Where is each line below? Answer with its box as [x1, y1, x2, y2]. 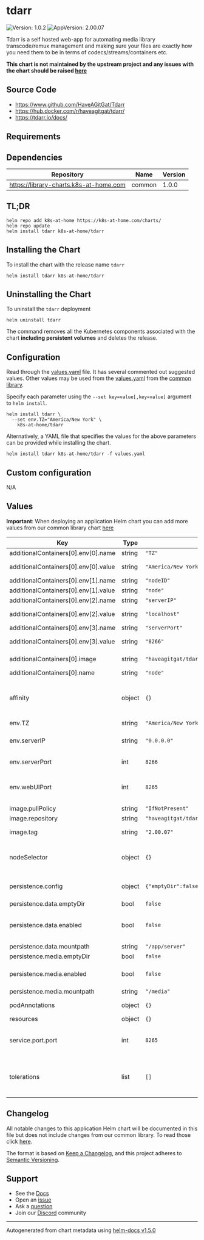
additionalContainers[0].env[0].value [9, 562, 115, 571]
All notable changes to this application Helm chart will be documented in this [6, 1125, 198, 1132]
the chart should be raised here [6, 66, 87, 74]
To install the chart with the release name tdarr [6, 260, 124, 268]
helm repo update [6, 223, 50, 229]
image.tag [9, 828, 38, 836]
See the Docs [15, 1190, 49, 1197]
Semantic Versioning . [6, 1156, 59, 1163]
